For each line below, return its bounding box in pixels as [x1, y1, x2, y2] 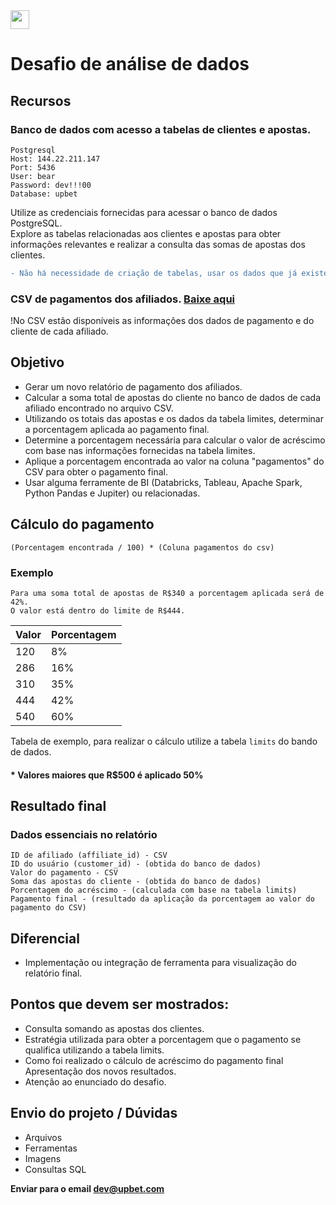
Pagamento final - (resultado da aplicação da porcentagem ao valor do [10, 894, 315, 904]
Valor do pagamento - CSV [10, 868, 118, 878]
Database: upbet [10, 189, 78, 199]
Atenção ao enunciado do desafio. [24, 1075, 167, 1088]
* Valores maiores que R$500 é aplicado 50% [10, 769, 204, 781]
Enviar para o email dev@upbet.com [10, 1182, 165, 1194]
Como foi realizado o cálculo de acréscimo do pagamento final [24, 1054, 284, 1066]
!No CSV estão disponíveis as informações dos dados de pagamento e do [10, 315, 315, 327]
